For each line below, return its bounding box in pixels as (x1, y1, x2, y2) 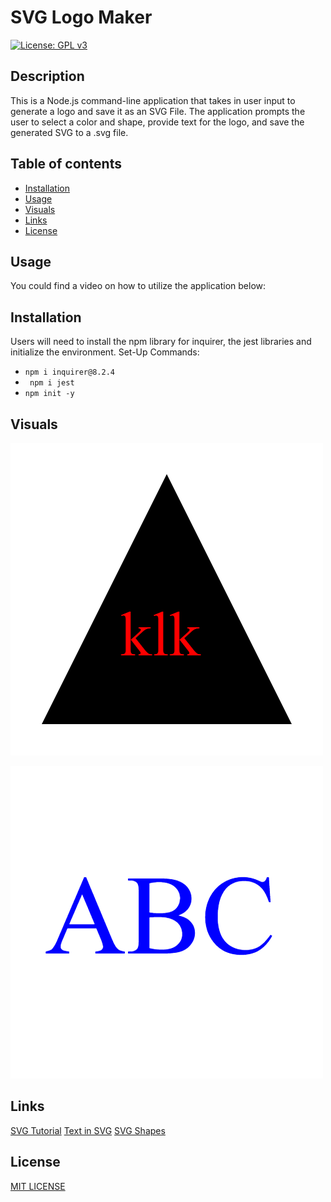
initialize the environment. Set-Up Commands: (10, 346, 200, 358)
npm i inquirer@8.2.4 (24, 367, 115, 378)
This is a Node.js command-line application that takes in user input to (10, 94, 296, 106)
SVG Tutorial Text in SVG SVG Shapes (10, 1124, 166, 1136)
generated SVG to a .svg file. (10, 126, 129, 138)
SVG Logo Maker (10, 6, 153, 29)
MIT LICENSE (10, 1180, 66, 1192)
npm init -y (24, 389, 75, 399)
